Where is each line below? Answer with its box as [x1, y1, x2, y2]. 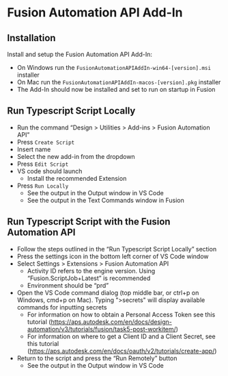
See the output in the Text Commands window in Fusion [27, 196, 184, 204]
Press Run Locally [16, 181, 69, 190]
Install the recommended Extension [27, 174, 127, 182]
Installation [7, 32, 56, 44]
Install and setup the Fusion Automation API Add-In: [7, 50, 152, 58]
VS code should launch [16, 166, 83, 175]
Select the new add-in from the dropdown [16, 152, 135, 160]
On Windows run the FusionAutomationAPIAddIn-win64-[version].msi [16, 64, 212, 71]
